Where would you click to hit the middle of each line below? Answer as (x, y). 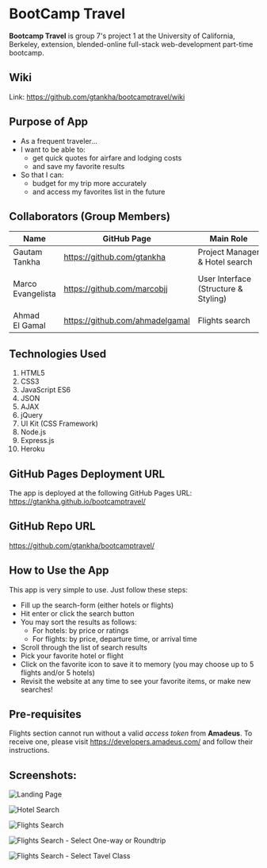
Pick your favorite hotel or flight (72, 655)
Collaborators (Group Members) (90, 216)
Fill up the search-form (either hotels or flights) (97, 605)
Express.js (37, 441)
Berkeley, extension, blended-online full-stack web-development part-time (131, 44)
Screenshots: (43, 775)
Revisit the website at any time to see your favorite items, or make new (136, 681)
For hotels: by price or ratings (80, 630)
